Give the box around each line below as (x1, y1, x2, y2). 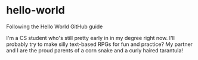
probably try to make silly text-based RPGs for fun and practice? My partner (6, 41, 193, 48)
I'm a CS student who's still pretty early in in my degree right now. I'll (6, 34, 175, 41)
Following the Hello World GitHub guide (6, 23, 103, 30)
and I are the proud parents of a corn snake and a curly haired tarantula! (6, 46, 184, 54)
